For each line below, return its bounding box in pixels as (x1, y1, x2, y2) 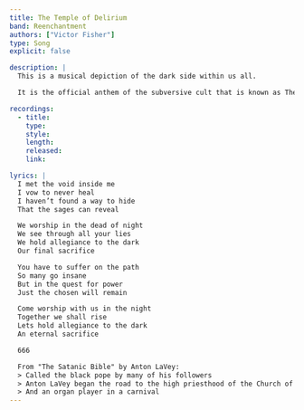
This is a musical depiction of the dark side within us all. (17, 72, 257, 81)
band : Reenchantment (9, 22, 88, 31)
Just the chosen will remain (17, 288, 128, 297)
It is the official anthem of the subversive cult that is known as (17, 88, 281, 97)
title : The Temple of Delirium (9, 13, 128, 23)
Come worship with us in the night (17, 304, 152, 313)
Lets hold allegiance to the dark (17, 321, 147, 330)
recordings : (9, 104, 54, 113)
